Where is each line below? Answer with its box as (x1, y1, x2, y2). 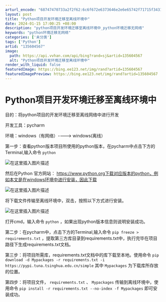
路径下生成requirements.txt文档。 (5, 241, 74, 247)
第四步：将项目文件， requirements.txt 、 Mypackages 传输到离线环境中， (5, 279, 154, 285)
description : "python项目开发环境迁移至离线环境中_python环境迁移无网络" (5, 26, 145, 31)
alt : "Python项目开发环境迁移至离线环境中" (9, 58, 90, 63)
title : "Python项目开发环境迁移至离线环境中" (5, 16, 90, 21)
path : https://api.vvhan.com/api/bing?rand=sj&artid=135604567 (9, 53, 142, 58)
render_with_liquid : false (5, 62, 61, 67)
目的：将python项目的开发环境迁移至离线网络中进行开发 (5, 112, 119, 118)
